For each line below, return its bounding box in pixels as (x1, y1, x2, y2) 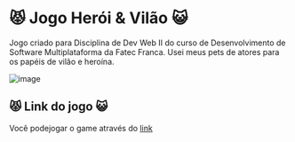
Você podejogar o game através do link (9, 122, 153, 133)
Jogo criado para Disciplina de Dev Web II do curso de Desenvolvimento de (9, 37, 286, 48)
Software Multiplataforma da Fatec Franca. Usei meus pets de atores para (9, 46, 280, 57)
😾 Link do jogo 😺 (9, 99, 108, 114)
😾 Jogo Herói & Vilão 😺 (9, 8, 188, 28)
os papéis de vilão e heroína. (9, 56, 115, 67)
